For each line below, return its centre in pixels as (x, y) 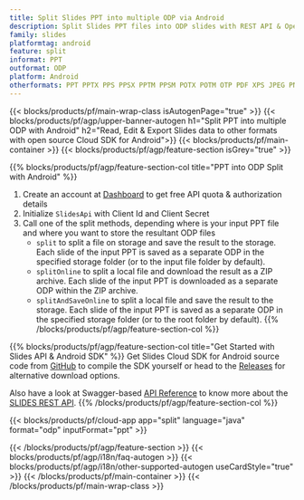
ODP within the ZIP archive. (87, 290)
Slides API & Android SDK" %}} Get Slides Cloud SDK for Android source (145, 356)
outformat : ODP (38, 69)
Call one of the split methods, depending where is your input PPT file (151, 223)
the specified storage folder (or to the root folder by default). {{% (157, 319)
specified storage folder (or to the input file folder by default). (151, 261)
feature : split (38, 52)
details (35, 204)
